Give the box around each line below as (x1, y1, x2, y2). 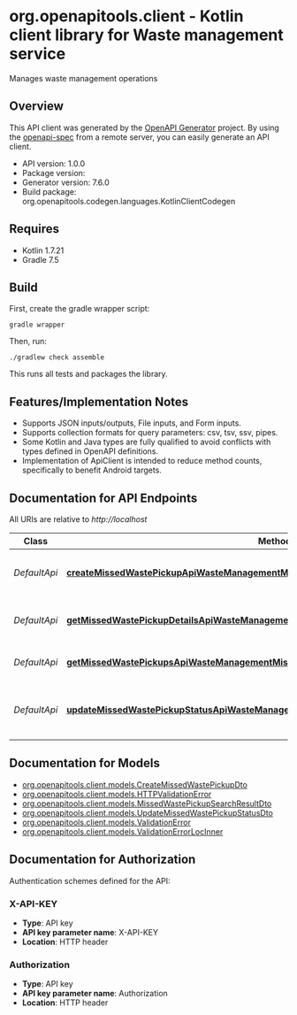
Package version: (21, 167, 86, 178)
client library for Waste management (9, 25, 285, 45)
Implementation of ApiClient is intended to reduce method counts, (21, 456, 263, 466)
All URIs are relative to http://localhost (9, 514, 148, 524)
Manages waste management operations (9, 73, 158, 83)
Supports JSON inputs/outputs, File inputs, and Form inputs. (21, 418, 241, 428)
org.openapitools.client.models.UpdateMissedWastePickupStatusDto (21, 807, 274, 818)
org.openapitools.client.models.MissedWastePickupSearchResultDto (21, 798, 272, 809)
